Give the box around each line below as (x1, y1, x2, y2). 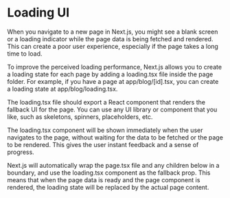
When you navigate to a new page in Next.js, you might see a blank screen (7, 27, 218, 36)
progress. (7, 148, 34, 156)
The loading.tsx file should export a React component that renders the (7, 98, 206, 106)
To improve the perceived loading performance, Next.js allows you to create (7, 63, 222, 71)
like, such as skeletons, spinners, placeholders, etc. (7, 112, 153, 121)
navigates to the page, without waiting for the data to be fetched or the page (7, 133, 223, 142)
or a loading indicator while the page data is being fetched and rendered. (7, 34, 214, 43)
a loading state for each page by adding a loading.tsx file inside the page (7, 70, 214, 78)
